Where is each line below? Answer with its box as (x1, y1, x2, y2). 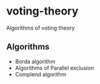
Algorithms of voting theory (6, 24, 75, 31)
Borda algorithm (15, 57, 56, 65)
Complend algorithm (15, 71, 67, 78)
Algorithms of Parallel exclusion (15, 64, 95, 71)
